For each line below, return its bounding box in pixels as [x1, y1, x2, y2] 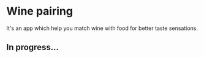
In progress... [6, 42, 59, 53]
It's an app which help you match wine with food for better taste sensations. [6, 24, 198, 32]
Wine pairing [6, 4, 74, 18]
